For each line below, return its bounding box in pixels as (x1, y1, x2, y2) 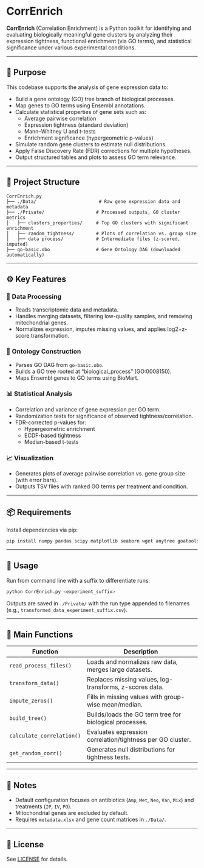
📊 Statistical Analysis (6, 390, 73, 398)
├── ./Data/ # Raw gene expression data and (6, 198, 181, 205)
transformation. (30, 332, 70, 340)
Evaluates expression (87, 728, 148, 736)
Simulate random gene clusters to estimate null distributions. (15, 140, 167, 148)
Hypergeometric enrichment (24, 425, 95, 432)
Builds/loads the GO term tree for (87, 710, 181, 719)
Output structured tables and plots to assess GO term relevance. (15, 154, 177, 161)
